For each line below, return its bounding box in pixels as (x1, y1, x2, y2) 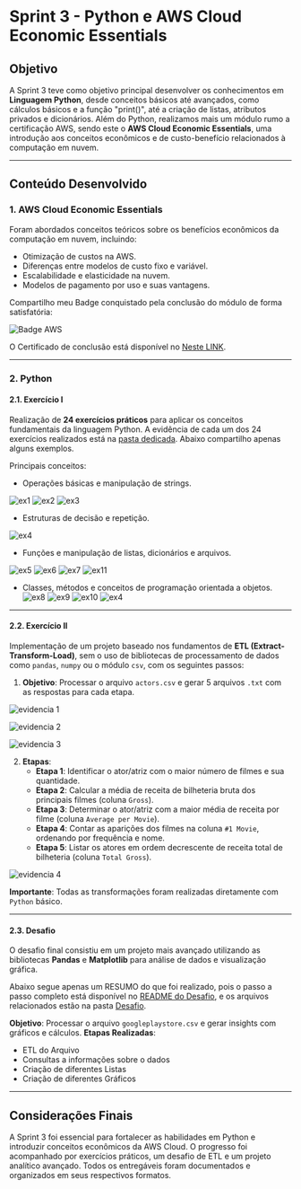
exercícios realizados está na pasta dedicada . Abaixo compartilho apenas (9, 433, 281, 444)
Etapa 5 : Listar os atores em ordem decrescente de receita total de (35, 842, 284, 853)
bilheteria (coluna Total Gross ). (35, 851, 152, 863)
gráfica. (9, 964, 39, 975)
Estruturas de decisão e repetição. (21, 512, 150, 523)
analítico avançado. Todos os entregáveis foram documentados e (9, 1160, 251, 1171)
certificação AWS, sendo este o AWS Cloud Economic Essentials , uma (9, 123, 272, 134)
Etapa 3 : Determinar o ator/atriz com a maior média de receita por (35, 804, 279, 815)
